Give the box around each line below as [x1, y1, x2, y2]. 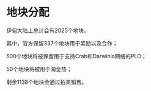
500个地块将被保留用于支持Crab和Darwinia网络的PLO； [6, 52, 147, 59]
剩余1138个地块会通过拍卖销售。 [6, 78, 87, 86]
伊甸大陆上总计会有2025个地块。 [6, 27, 90, 34]
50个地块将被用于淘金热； [6, 65, 72, 73]
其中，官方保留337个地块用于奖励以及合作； [6, 39, 118, 47]
